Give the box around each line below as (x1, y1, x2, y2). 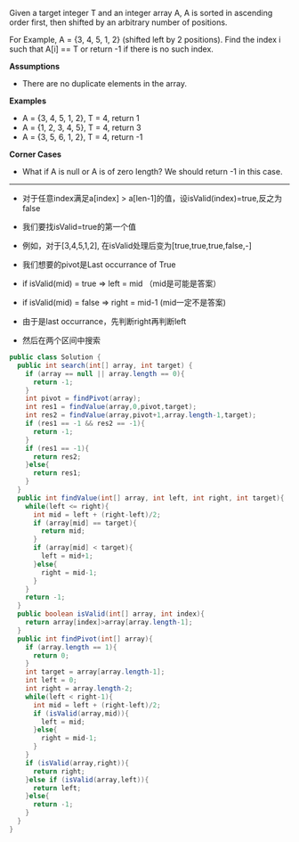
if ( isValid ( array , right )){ (25, 758, 129, 767)
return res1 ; (32, 469, 82, 478)
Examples (9, 95, 47, 106)
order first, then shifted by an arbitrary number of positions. (9, 17, 228, 28)
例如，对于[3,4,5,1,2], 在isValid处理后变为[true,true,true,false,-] (21, 241, 252, 250)
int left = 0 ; (25, 676, 77, 685)
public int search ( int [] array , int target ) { (17, 361, 193, 370)
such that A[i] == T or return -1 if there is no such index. (9, 44, 214, 54)
